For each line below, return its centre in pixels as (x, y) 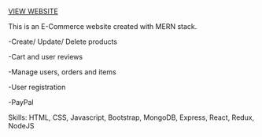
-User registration (37, 87)
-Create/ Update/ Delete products (63, 41)
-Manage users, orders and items (62, 72)
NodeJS (21, 126)
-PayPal (21, 102)
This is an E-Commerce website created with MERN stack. (103, 26)
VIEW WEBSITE (33, 11)
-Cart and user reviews (46, 57)
